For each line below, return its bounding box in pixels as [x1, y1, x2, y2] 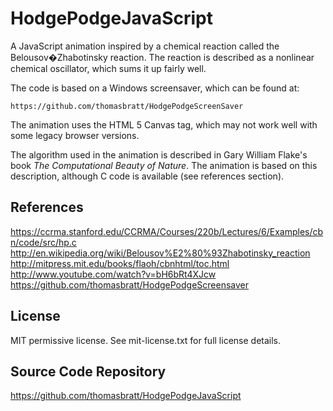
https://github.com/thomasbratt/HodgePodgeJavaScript [10, 390, 242, 402]
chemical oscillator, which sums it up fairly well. [10, 62, 207, 74]
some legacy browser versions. [10, 129, 140, 141]
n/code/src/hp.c [10, 236, 77, 248]
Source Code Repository [10, 363, 167, 380]
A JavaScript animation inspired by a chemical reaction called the [10, 40, 280, 52]
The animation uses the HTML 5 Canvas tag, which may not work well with [10, 118, 318, 131]
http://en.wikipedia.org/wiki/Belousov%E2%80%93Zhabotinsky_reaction [10, 247, 311, 259]
